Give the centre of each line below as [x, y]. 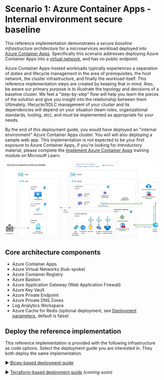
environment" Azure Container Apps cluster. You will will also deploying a [79, 135]
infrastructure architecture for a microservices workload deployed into [76, 48]
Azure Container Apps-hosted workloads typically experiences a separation [81, 68]
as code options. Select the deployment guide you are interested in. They [79, 348]
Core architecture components [53, 252]
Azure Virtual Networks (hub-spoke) [49, 269]
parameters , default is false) [41, 316]
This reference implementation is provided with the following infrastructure [80, 343]
